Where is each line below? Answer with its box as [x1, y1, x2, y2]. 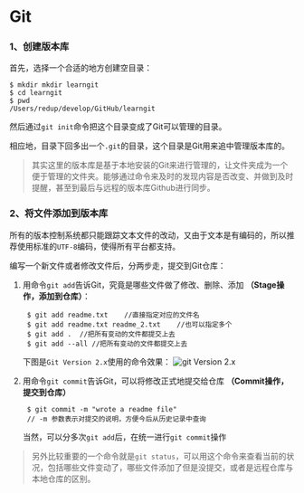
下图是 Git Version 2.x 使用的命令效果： [22, 356, 172, 367]
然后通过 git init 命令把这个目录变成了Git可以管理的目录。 [9, 121, 227, 132]
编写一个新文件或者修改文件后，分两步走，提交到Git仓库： [9, 260, 226, 270]
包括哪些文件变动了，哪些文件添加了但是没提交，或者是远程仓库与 [47, 461, 294, 472]
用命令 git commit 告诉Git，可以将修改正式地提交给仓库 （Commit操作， [22, 375, 290, 386]
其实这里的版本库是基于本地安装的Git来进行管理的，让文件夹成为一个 [31, 160, 289, 171]
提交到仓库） [22, 386, 71, 397]
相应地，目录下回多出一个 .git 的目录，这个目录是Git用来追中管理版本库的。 [9, 140, 290, 151]
